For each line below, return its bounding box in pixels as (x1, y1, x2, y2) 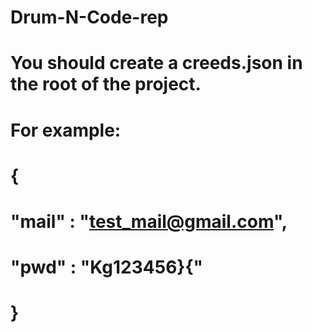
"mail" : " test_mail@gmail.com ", (10, 210, 288, 233)
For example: (10, 119, 122, 141)
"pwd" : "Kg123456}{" (10, 256, 204, 279)
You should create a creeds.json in (10, 52, 303, 75)
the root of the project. (10, 73, 202, 96)
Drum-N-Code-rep (10, 6, 169, 29)
